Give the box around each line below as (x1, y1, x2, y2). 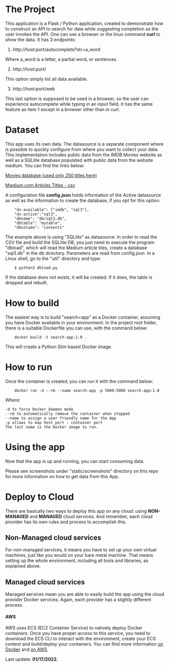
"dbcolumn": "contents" (14, 225, 65, 230)
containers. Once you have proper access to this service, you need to (5, 630, 151, 637)
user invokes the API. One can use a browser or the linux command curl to (5, 31, 160, 37)
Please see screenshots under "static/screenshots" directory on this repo (5, 468, 158, 474)
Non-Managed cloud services (5, 533, 102, 542)
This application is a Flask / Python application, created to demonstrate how (5, 20, 163, 26)
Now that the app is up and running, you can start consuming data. (5, 458, 145, 464)
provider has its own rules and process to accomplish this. (5, 519, 127, 525)
